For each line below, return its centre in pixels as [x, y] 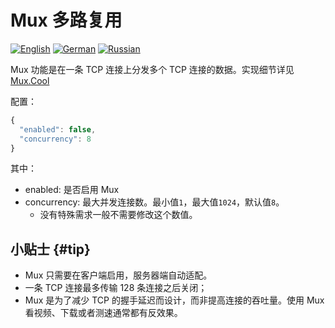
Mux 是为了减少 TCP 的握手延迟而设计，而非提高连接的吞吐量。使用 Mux [174, 300]
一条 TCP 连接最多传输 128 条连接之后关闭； [116, 288]
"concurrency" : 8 [55, 139]
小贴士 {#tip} [50, 249]
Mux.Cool [30, 80]
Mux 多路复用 [66, 20]
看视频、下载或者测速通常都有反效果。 [103, 313]
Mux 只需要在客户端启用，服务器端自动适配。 [118, 275]
